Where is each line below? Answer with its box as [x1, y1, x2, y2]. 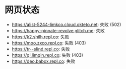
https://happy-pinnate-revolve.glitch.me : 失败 [11, 27, 105, 33]
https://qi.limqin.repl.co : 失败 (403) [11, 52, 83, 58]
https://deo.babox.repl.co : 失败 [11, 58, 75, 64]
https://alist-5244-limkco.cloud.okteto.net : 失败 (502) [11, 22, 122, 27]
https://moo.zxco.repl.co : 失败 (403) [11, 40, 86, 46]
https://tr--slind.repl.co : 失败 [11, 46, 70, 52]
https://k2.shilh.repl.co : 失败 [11, 34, 69, 40]
